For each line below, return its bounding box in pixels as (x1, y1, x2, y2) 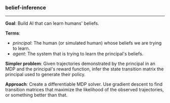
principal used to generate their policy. (5, 72, 86, 78)
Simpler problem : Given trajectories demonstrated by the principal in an (5, 60, 155, 67)
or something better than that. (5, 92, 68, 98)
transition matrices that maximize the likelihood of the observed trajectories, (5, 87, 164, 93)
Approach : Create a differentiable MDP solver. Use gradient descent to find (5, 81, 163, 87)
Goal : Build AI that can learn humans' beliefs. (5, 20, 100, 26)
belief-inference (5, 4, 47, 11)
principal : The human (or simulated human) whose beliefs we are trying (12, 40, 162, 46)
